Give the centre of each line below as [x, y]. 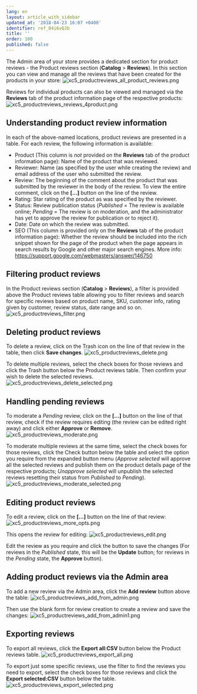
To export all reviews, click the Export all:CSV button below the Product [93, 648]
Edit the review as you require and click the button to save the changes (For [98, 545]
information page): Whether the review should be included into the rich [101, 237]
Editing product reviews [51, 503]
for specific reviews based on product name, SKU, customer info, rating [93, 301]
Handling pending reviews [55, 401]
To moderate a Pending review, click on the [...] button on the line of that [94, 416]
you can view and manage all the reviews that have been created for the [94, 74]
